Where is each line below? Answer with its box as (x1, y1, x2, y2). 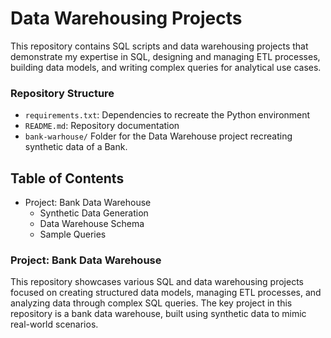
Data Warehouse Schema (39, 218, 145, 230)
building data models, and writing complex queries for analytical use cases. (10, 61, 322, 73)
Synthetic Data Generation (39, 207, 149, 219)
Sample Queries (39, 228, 107, 241)
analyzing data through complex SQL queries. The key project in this (10, 297, 293, 309)
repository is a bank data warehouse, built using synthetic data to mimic (10, 308, 307, 320)
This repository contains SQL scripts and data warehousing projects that (10, 40, 309, 52)
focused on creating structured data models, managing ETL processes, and (10, 287, 322, 299)
